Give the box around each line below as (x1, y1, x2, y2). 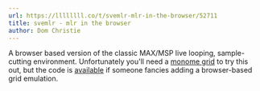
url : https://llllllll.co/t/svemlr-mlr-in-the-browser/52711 (8, 11, 218, 20)
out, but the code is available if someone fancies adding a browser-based (8, 65, 253, 75)
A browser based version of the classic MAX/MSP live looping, (8, 49, 216, 58)
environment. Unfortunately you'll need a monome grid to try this (33, 57, 249, 66)
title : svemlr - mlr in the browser (8, 19, 131, 27)
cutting (8, 57, 32, 66)
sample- (217, 49, 246, 58)
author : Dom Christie (8, 26, 81, 34)
